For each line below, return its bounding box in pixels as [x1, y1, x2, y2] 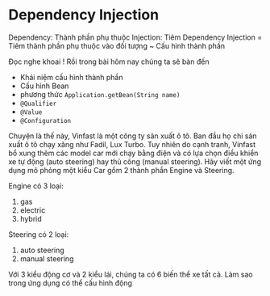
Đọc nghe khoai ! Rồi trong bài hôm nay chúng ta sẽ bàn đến [8, 57, 210, 66]
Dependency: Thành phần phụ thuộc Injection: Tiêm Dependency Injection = [8, 32, 263, 42]
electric [19, 205, 46, 215]
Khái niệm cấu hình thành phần [19, 72, 123, 82]
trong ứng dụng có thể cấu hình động [8, 277, 133, 288]
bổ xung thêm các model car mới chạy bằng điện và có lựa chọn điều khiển [8, 148, 259, 158]
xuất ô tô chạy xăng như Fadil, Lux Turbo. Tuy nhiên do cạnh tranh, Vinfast [8, 139, 256, 149]
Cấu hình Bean [19, 81, 69, 91]
